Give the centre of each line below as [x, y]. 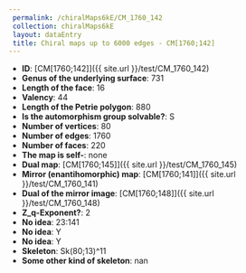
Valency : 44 [45, 98]
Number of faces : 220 [63, 146]
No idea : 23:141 [50, 222]
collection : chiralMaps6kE [63, 26]
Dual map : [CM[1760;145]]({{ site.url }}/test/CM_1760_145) [129, 165]
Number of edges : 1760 [66, 136]
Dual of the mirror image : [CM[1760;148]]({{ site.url [118, 193]
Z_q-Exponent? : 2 [56, 212]
